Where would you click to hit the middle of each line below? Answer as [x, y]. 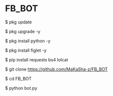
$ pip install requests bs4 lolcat [37, 59]
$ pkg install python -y [28, 41]
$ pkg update [19, 22]
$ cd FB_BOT [18, 78]
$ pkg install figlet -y [26, 50]
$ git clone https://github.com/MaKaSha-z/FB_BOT [56, 69]
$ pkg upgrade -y [23, 31]
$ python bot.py [21, 88]
